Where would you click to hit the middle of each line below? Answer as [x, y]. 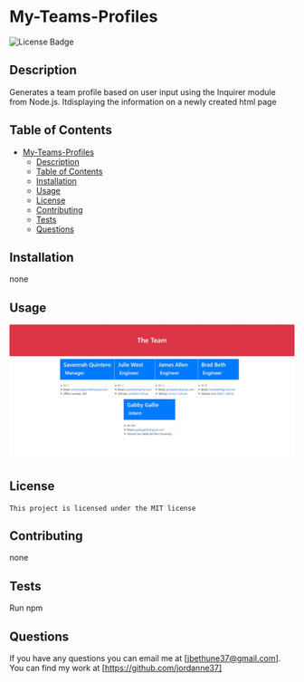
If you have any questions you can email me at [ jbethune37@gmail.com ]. [145, 658]
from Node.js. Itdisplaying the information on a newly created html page [143, 101]
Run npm [26, 608]
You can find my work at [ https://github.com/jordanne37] [116, 668]
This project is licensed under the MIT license [103, 508]
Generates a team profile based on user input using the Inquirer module [142, 91]
